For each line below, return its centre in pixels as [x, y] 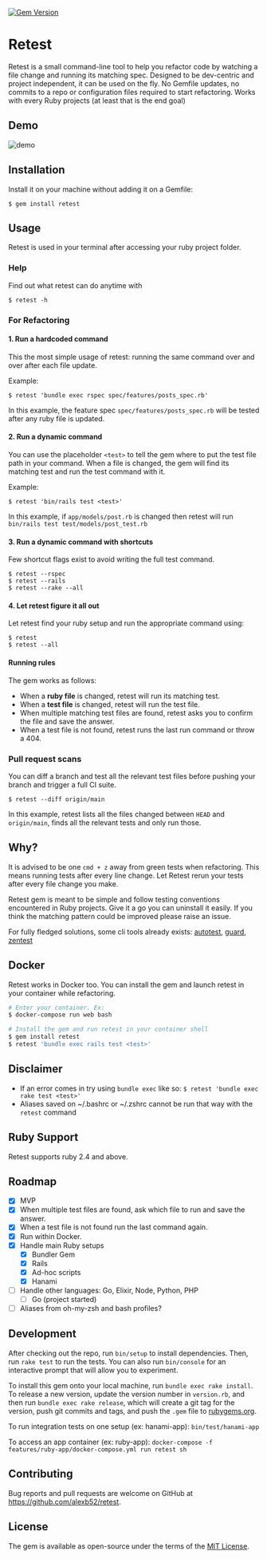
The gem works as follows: [53, 680]
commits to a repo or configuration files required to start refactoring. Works [132, 92]
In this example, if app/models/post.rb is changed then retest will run [121, 516]
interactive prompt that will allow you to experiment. [93, 1370]
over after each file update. [53, 365]
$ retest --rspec [37, 574]
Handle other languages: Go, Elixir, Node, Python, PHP [109, 1290]
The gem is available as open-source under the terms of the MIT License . [129, 1546]
